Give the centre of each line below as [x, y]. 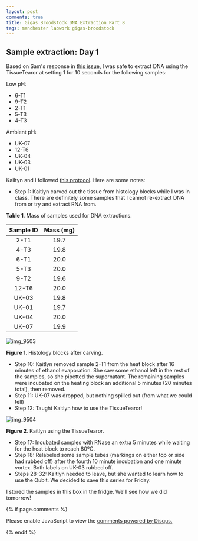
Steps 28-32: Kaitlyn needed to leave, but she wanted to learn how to [99, 474]
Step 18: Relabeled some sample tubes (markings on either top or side [100, 455]
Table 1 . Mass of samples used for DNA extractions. [69, 216]
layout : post [22, 12]
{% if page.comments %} [37, 510]
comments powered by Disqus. [135, 521]
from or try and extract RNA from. [55, 204]
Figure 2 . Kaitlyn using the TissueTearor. [55, 431]
